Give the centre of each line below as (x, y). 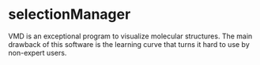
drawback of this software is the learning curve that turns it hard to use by (129, 44)
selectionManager (70, 14)
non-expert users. (38, 52)
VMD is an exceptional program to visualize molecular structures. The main (130, 36)
